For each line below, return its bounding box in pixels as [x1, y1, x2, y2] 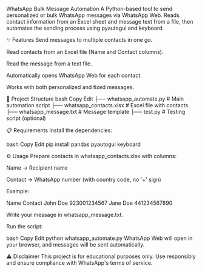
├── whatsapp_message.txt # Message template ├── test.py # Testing [6, 108, 186, 115]
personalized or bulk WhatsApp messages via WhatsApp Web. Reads [6, 12, 180, 19]
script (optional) [6, 114, 47, 122]
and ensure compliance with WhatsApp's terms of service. [6, 259, 153, 266]
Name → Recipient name [6, 164, 68, 171]
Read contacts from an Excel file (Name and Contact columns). [6, 48, 164, 55]
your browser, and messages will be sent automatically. [6, 241, 145, 248]
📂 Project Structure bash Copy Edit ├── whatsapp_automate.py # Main [6, 95, 184, 102]
